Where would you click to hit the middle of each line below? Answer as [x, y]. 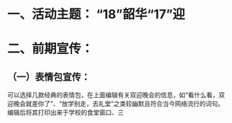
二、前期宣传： [50, 49]
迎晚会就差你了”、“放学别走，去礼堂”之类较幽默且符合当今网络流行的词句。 [116, 104]
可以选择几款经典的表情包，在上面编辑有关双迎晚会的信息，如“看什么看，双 [116, 95]
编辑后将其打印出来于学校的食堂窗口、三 [66, 113]
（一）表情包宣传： [49, 77]
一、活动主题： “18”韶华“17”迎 [96, 14]
